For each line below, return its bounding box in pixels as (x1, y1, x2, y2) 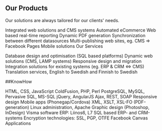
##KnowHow (5, 78, 33, 84)
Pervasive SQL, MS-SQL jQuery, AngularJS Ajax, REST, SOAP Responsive (5, 93, 157, 99)
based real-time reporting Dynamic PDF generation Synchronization (5, 32, 145, 38)
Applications (5, 120, 31, 126)
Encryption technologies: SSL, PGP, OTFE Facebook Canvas (23, 115, 148, 121)
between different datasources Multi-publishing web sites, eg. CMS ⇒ (5, 38, 150, 44)
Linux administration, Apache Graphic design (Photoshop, (30, 104, 149, 110)
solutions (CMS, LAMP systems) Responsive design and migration (5, 58, 142, 64)
